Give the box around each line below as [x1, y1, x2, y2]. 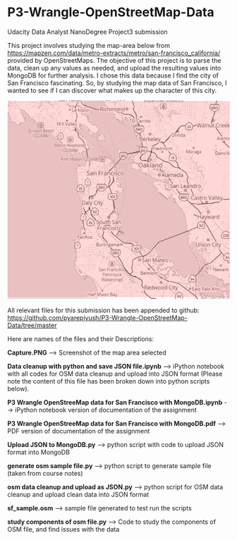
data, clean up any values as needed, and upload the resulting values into [7, 63, 221, 72]
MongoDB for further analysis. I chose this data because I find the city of [7, 71, 219, 80]
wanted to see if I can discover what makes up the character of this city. [7, 86, 217, 94]
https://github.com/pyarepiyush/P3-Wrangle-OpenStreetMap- [7, 314, 188, 322]
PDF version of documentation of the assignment [7, 427, 150, 436]
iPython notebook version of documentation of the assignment [15, 406, 197, 415]
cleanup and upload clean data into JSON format [7, 491, 150, 499]
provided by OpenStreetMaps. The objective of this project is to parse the [7, 56, 221, 64]
